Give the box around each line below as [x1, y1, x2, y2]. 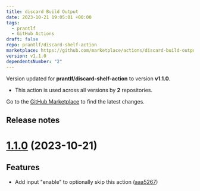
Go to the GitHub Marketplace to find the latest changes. [6, 98, 145, 105]
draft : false [6, 36, 39, 42]
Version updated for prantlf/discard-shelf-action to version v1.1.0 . [6, 75, 171, 82]
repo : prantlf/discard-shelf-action [6, 42, 97, 48]
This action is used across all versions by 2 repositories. [14, 86, 153, 93]
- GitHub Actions [11, 31, 55, 37]
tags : [6, 20, 20, 26]
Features [6, 162, 40, 173]
